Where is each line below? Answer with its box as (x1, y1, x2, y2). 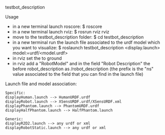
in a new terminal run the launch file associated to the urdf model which (12, 39, 160, 45)
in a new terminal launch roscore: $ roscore (12, 23, 102, 29)
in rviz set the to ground (12, 55, 62, 61)
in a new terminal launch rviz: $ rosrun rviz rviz (12, 29, 109, 34)
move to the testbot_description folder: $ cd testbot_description (12, 34, 144, 40)
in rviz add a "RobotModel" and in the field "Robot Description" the (12, 61, 150, 66)
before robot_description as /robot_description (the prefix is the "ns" (12, 66, 154, 72)
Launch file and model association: (5, 81, 77, 87)
